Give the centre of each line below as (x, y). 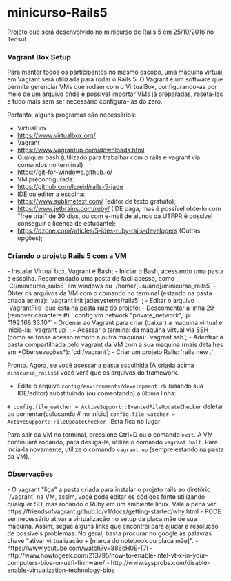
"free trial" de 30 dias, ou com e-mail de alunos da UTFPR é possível (115, 216)
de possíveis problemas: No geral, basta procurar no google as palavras (110, 533)
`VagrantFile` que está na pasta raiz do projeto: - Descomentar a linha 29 (111, 308)
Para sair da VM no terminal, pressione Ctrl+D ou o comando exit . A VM (110, 434)
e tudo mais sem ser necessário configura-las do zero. (85, 101)
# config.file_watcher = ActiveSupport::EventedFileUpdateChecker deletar (115, 406)
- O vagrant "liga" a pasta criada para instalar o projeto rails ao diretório (109, 489)
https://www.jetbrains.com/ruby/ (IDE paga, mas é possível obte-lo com (119, 209)
